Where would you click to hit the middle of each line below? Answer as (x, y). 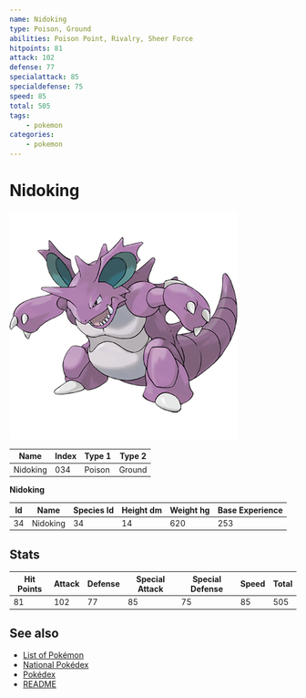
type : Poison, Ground (51, 29)
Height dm (142, 510)
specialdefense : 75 (46, 87)
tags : (20, 115)
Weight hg (190, 510)
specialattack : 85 (44, 78)
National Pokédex (56, 665)
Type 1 (98, 456)
